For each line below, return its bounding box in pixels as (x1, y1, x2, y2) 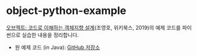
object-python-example (6, 4, 127, 17)
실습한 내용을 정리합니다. (21, 31, 79, 38)
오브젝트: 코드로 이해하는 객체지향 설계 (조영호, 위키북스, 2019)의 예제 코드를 (6, 24, 181, 31)
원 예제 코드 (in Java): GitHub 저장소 (14, 44, 101, 51)
